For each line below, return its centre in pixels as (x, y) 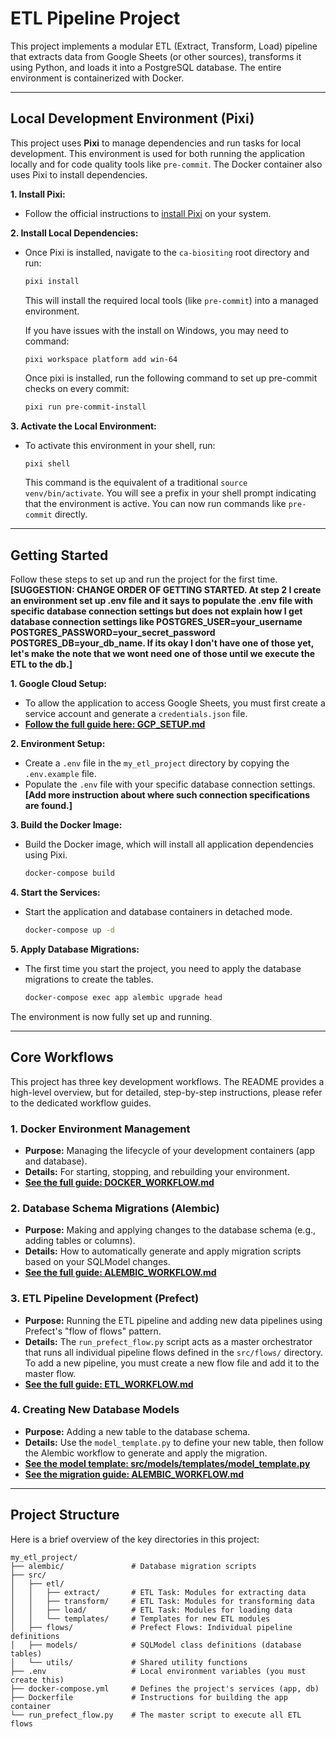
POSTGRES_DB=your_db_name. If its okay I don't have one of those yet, (162, 643)
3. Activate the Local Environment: (83, 426)
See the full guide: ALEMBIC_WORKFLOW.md (120, 1273)
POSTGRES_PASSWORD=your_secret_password (113, 633)
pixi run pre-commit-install (85, 407)
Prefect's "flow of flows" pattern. (93, 1331)
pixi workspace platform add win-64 (101, 359)
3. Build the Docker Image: (66, 825)
